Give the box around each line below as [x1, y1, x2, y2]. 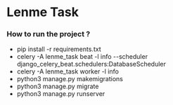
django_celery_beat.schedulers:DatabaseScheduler [16, 60, 167, 69]
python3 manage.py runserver [16, 90, 105, 98]
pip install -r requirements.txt [16, 45, 101, 53]
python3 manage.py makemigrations [16, 75, 124, 83]
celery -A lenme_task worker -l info [16, 67, 119, 76]
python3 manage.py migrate [16, 82, 99, 91]
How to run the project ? [6, 29, 91, 39]
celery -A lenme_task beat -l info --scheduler [16, 52, 148, 61]
